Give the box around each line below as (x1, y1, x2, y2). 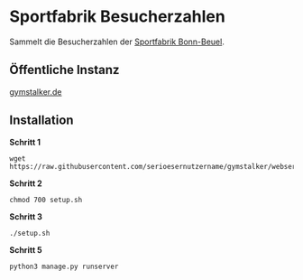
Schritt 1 (9, 136, 41, 147)
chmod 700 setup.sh (9, 195, 83, 204)
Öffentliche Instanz (9, 62, 120, 78)
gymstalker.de (9, 86, 62, 97)
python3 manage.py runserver (9, 262, 119, 271)
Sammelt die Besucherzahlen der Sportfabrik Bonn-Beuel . (9, 36, 225, 47)
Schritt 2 (9, 178, 42, 189)
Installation (9, 113, 74, 128)
